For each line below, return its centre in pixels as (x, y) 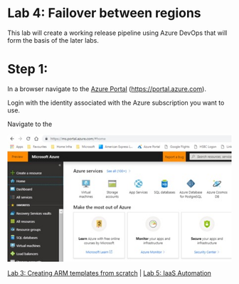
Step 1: (28, 69)
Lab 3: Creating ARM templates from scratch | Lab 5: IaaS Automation (110, 273)
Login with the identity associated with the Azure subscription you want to (116, 102)
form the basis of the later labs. (53, 40)
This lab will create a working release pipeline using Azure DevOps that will (117, 33)
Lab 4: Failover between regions (104, 13)
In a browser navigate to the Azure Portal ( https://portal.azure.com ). (107, 89)
